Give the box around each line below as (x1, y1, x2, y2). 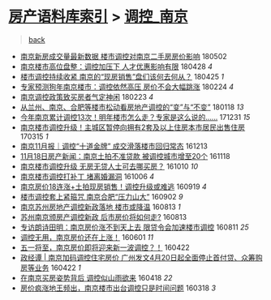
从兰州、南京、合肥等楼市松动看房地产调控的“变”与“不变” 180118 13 (19, 102, 244, 112)
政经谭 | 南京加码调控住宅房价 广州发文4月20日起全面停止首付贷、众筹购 (19, 252, 263, 262)
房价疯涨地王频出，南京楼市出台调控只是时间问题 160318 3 (19, 283, 217, 293)
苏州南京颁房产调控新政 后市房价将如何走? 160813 (19, 212, 187, 221)
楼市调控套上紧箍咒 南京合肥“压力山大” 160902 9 (19, 191, 183, 201)
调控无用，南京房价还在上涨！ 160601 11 (19, 232, 154, 242)
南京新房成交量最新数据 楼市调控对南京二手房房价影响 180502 (19, 51, 227, 61)
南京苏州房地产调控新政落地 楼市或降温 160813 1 (19, 202, 181, 212)
